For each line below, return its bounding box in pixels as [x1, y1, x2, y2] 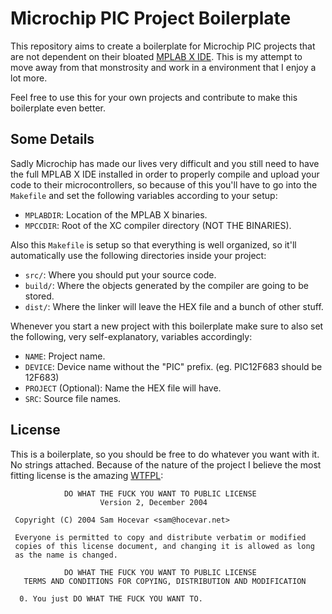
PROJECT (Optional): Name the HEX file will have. [24, 382, 222, 394]
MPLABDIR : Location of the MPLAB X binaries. [24, 208, 208, 221]
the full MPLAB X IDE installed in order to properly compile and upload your [10, 168, 320, 180]
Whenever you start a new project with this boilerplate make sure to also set [10, 320, 324, 332]
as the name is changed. [14, 550, 118, 560]
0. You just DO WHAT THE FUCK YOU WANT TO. [19, 593, 203, 604]
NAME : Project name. [24, 350, 106, 362]
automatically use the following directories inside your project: [10, 249, 267, 261]
